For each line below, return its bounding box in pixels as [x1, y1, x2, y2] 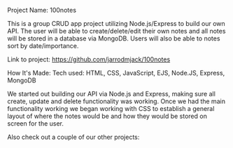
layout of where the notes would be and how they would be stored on [7, 112, 208, 120]
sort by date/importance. [7, 42, 79, 50]
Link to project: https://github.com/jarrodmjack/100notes [7, 55, 171, 64]
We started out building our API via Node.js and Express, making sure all [7, 90, 216, 98]
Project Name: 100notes [7, 6, 77, 14]
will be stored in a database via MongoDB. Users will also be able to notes [7, 34, 220, 43]
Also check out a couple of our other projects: [7, 133, 140, 141]
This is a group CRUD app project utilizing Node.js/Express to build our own [7, 20, 225, 27]
